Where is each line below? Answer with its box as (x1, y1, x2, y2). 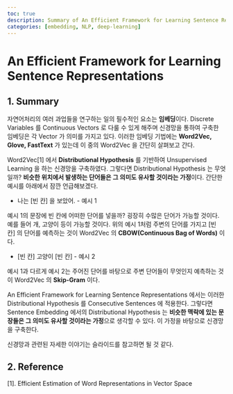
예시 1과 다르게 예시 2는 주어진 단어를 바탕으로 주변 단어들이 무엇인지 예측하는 (7, 267, 217, 276)
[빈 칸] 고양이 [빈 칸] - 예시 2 (17, 252, 96, 261)
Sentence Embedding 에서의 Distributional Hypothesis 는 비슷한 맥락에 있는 (7, 308, 217, 317)
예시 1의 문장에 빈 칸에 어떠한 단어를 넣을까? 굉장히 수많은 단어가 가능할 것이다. (7, 212, 220, 220)
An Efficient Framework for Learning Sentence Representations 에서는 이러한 (7, 290, 225, 299)
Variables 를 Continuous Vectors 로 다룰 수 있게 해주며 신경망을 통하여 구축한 (7, 123, 219, 132)
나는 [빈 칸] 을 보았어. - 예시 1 (17, 196, 97, 205)
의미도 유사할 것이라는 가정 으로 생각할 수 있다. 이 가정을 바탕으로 (32, 317, 206, 325)
